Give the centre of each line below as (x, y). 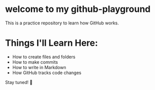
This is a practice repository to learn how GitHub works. (62, 23)
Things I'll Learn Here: (52, 43)
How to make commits (35, 62)
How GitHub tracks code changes (47, 73)
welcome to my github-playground (78, 9)
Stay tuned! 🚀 (19, 82)
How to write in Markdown (39, 67)
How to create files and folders (44, 57)
